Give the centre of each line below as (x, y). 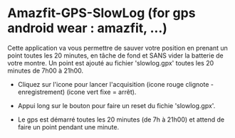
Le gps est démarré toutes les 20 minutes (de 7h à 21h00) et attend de (121, 120)
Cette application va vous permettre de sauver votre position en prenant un (117, 48)
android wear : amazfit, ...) (87, 28)
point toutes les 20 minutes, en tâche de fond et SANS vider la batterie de (115, 55)
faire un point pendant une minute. (68, 127)
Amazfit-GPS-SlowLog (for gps (101, 13)
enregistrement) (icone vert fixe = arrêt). (77, 92)
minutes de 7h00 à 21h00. (46, 70)
